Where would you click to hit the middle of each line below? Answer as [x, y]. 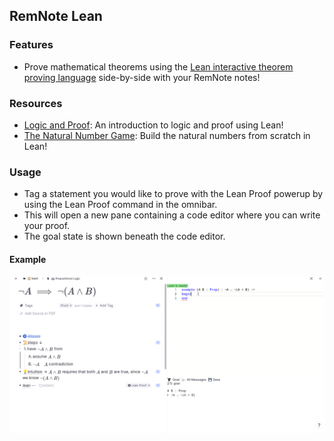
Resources [36, 103]
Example [28, 259]
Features [31, 45]
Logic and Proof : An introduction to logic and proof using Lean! [153, 125]
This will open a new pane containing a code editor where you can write [172, 215]
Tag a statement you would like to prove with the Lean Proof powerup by [173, 194]
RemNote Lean [56, 16]
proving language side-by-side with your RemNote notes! [142, 77]
